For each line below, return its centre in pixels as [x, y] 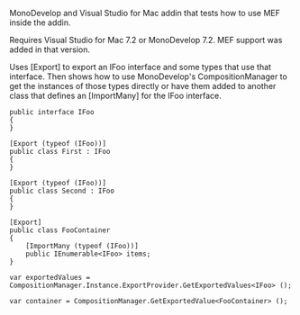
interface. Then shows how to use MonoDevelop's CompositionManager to [149, 76]
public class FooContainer [60, 230]
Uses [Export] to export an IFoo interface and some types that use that [141, 67]
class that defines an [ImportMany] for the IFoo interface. [116, 95]
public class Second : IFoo [62, 191]
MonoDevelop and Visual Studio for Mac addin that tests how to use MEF [145, 13]
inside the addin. [40, 22]
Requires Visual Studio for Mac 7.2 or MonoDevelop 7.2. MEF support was [146, 40]
